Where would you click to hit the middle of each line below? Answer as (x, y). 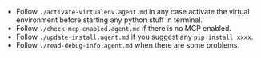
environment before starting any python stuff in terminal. (109, 20)
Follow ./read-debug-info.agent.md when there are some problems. (128, 45)
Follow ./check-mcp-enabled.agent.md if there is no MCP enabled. (124, 28)
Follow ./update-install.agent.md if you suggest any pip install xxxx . (135, 37)
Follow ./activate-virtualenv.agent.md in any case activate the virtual (133, 12)
